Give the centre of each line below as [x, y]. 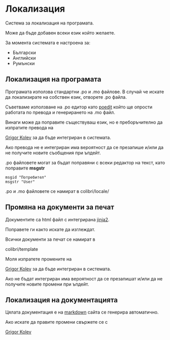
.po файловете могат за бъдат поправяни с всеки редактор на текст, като [85, 162]
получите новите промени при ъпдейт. [47, 284]
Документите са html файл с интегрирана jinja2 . [57, 219]
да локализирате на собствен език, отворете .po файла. [66, 97]
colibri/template [22, 249]
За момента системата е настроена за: [48, 42]
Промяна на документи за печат [60, 207]
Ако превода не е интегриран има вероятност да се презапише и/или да [84, 147]
